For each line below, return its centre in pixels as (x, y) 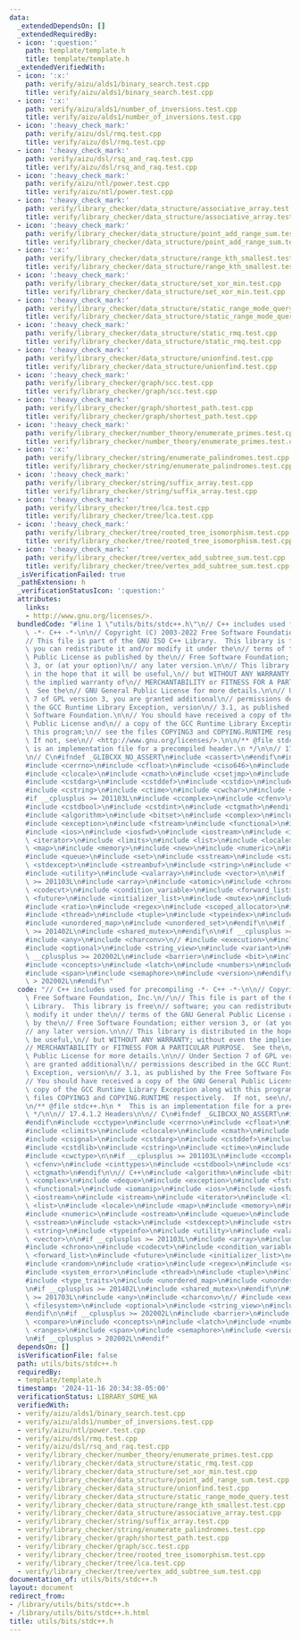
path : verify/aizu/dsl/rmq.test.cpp (94, 134)
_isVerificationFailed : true (71, 574)
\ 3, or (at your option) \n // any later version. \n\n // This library (158, 666)
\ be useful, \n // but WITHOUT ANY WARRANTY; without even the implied (159, 1039)
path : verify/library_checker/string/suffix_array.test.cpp (139, 483)
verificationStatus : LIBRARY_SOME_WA (87, 1397)
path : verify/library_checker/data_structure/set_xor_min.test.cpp (153, 283)
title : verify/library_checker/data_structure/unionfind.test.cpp (151, 366)
